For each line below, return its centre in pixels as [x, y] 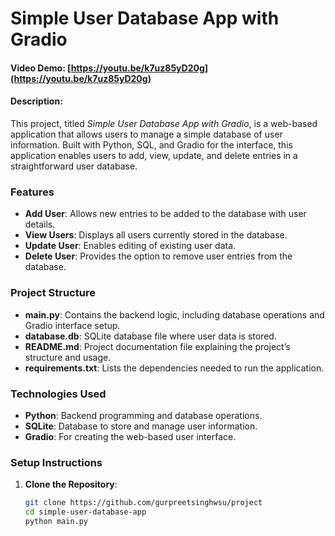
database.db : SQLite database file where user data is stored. [150, 336]
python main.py [56, 521]
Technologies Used [58, 394]
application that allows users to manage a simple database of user [146, 134]
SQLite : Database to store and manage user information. [141, 426]
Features [32, 192]
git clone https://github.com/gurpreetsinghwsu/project [143, 503]
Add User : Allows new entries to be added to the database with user [165, 214]
